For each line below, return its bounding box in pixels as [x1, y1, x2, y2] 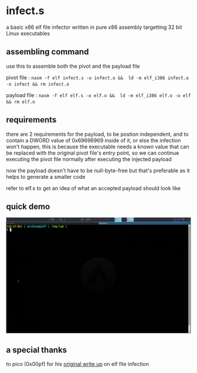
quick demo [6, 201, 50, 211]
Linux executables [6, 29, 50, 36]
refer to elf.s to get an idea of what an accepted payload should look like [6, 184, 181, 192]
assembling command [6, 47, 89, 57]
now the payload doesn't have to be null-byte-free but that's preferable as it [6, 166, 190, 174]
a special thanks [6, 345, 67, 355]
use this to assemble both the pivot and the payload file [6, 62, 140, 69]
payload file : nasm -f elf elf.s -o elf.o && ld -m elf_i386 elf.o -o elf [6, 91, 191, 98]
